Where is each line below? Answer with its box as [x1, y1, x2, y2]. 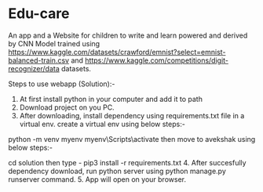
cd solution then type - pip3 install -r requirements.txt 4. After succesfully [8, 158, 247, 167]
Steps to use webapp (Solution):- [8, 79, 115, 89]
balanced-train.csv [8, 56, 69, 65]
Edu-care [8, 5, 70, 23]
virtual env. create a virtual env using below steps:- [19, 119, 186, 129]
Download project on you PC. [19, 103, 115, 112]
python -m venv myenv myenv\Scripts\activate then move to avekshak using [8, 134, 256, 143]
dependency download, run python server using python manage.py [8, 166, 226, 176]
